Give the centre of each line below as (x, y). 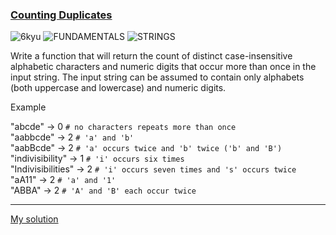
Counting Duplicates (61, 15)
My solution (34, 219)
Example (28, 107)
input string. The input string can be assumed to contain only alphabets (157, 77)
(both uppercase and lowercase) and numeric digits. (118, 88)
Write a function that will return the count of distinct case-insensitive (151, 56)
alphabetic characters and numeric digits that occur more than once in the (163, 67)
